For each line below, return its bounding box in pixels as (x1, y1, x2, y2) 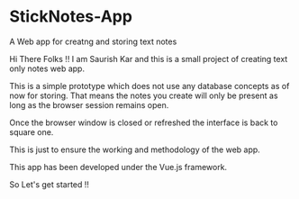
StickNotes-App (9, 6, 133, 27)
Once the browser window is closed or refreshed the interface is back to (9, 117, 278, 128)
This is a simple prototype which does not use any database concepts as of (9, 80, 290, 91)
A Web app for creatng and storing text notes (9, 36, 177, 47)
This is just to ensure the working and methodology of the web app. (9, 144, 261, 155)
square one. (9, 126, 54, 137)
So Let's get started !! (9, 178, 90, 190)
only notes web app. (9, 63, 86, 74)
